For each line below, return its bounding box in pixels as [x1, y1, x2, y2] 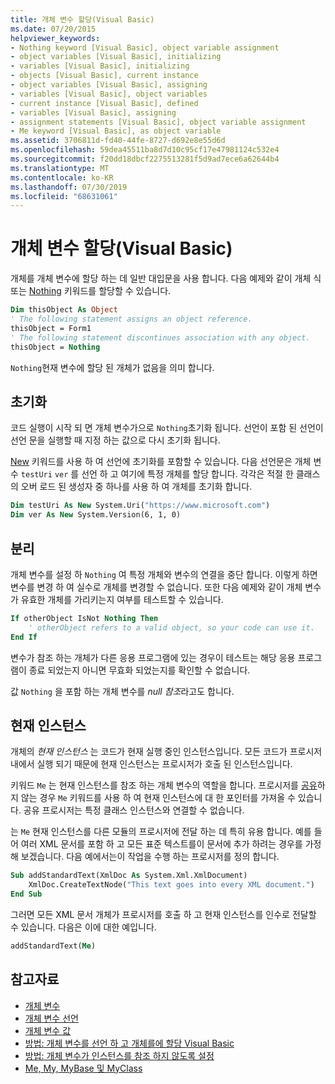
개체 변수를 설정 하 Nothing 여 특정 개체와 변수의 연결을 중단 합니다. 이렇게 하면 [10, 568, 318, 580]
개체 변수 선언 [24, 1012, 79, 1024]
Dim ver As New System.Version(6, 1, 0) [10, 510, 182, 520]
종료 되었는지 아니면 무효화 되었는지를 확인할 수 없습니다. [28, 664, 251, 676]
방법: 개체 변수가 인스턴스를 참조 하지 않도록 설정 [24, 1049, 215, 1061]
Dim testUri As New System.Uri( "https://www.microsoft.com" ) [10, 501, 271, 511]
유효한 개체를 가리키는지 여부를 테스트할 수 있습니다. [20, 593, 224, 605]
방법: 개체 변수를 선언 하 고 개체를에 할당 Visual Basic [24, 1037, 235, 1049]
